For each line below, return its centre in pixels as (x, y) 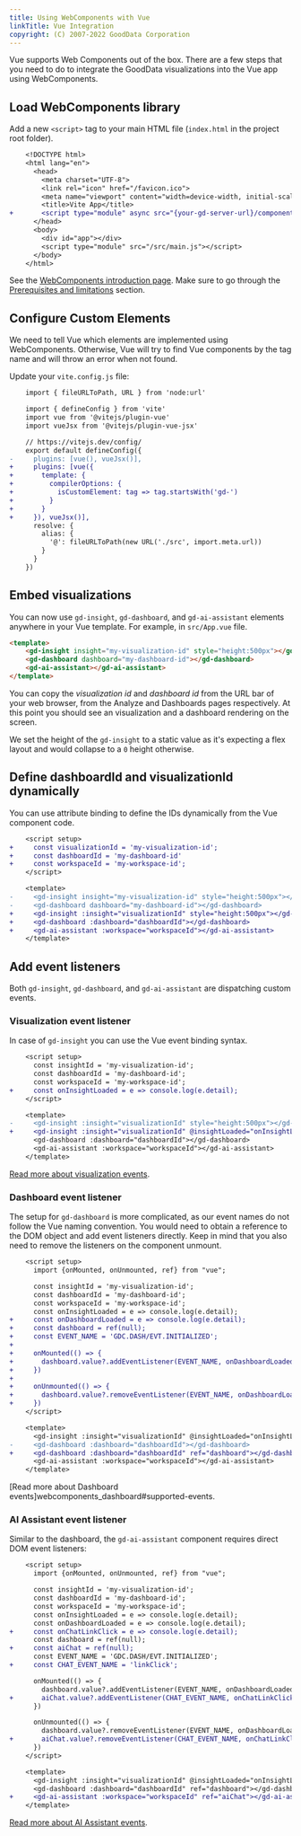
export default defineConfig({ (84, 450)
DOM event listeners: (48, 1549)
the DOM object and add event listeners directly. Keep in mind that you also (148, 1236)
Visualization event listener (70, 1020)
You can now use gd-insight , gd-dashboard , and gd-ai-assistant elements (147, 617)
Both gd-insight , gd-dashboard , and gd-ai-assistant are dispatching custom (150, 988)
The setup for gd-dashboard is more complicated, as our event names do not (149, 1217)
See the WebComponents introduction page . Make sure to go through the (145, 280)
